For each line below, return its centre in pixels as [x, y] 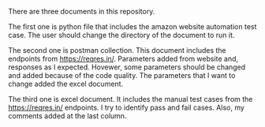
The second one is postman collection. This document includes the [117, 50]
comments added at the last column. [67, 116]
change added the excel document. [66, 84]
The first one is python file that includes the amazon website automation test [132, 26]
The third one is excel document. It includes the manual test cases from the [131, 99]
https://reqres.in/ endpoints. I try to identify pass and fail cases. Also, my [126, 107]
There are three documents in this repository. [82, 11]
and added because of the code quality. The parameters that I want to [122, 75]
